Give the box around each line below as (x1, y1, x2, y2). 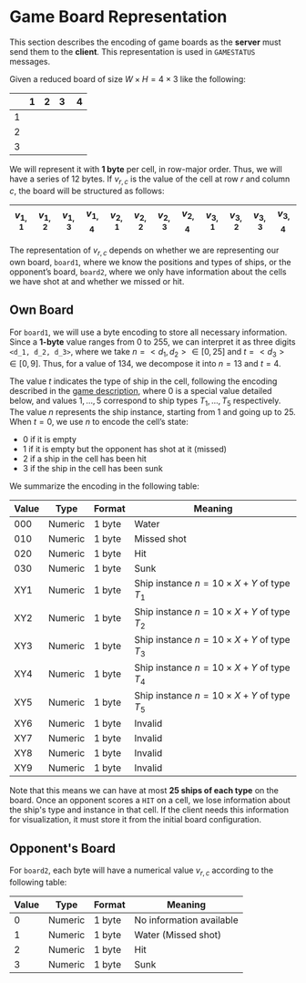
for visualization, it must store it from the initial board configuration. (9, 814, 262, 825)
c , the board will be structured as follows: (9, 185, 165, 196)
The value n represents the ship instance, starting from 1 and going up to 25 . (9, 407, 296, 418)
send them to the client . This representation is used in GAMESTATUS (9, 46, 256, 57)
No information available (134, 914, 239, 926)
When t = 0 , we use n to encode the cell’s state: (9, 417, 189, 428)
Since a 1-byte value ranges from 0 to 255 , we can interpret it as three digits (9, 336, 296, 347)
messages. (9, 56, 51, 67)
